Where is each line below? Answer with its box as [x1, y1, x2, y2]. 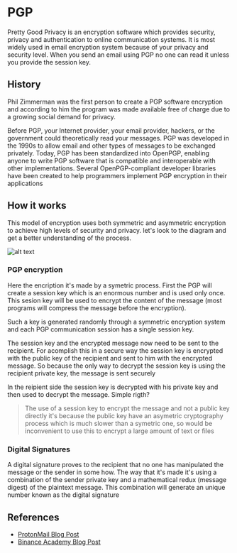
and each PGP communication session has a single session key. [7, 324, 194, 334]
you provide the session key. [7, 58, 91, 66]
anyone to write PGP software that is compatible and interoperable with [7, 156, 216, 165]
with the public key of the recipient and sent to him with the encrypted [7, 354, 213, 362]
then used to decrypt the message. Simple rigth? [7, 390, 150, 398]
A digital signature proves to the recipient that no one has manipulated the [7, 461, 224, 469]
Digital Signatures [7, 444, 71, 454]
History [7, 79, 41, 91]
